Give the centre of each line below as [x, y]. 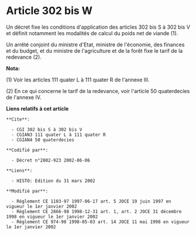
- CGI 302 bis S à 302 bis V [47, 129]
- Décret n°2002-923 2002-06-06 [51, 160]
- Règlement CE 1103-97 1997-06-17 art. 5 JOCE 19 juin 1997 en [91, 201]
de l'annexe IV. [24, 97]
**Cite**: [18, 119]
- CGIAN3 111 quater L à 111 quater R [59, 135]
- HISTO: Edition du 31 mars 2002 [53, 181]
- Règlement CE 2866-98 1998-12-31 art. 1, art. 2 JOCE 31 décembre [97, 211]
